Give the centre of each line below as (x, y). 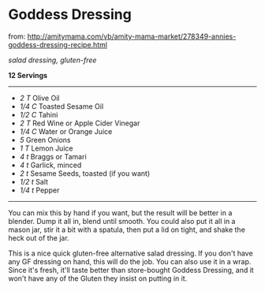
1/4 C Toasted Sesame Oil (62, 106)
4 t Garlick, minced (50, 165)
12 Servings (28, 75)
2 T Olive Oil (39, 98)
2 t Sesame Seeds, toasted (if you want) (85, 173)
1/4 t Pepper (39, 190)
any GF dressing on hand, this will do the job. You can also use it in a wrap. (130, 261)
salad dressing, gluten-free (52, 60)
